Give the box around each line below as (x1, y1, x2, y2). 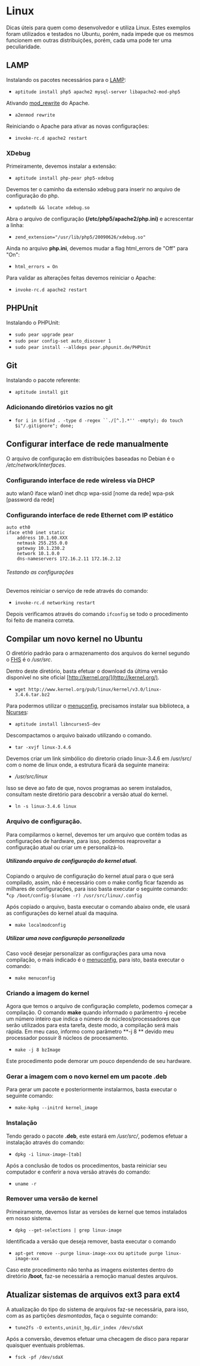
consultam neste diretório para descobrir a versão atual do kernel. (6, 791, 168, 798)
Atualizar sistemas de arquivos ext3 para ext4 (6, 1290, 180, 1300)
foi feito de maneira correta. (6, 617, 74, 624)
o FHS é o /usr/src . (6, 656, 52, 663)
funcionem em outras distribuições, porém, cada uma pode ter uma (6, 36, 172, 44)
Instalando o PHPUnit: (6, 318, 60, 326)
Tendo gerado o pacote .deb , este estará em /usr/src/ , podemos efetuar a (6, 1132, 187, 1140)
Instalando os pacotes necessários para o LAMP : (6, 76, 126, 83)
